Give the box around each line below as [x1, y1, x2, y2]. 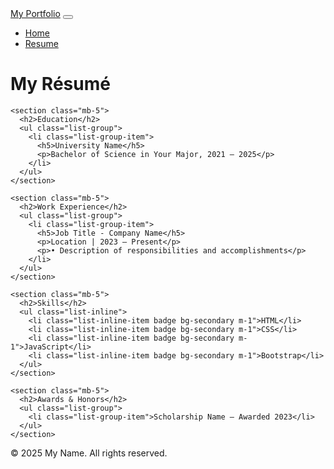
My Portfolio [10, 8, 61, 19]
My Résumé [10, 73, 111, 96]
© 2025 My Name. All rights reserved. [10, 447, 168, 459]
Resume [24, 38, 59, 49]
